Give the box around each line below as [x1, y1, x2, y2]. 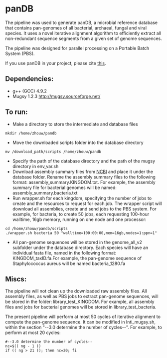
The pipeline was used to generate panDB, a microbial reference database [5, 19, 158, 25]
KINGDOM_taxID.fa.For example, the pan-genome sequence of [12, 255, 142, 261]
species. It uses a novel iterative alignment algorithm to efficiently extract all [5, 30, 161, 36]
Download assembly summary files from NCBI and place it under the [12, 168, 154, 174]
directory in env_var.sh [12, 163, 59, 169]
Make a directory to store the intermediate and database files [12, 121, 138, 127]
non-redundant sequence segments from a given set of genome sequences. [5, 35, 162, 41]
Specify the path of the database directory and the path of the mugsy [12, 158, 156, 164]
